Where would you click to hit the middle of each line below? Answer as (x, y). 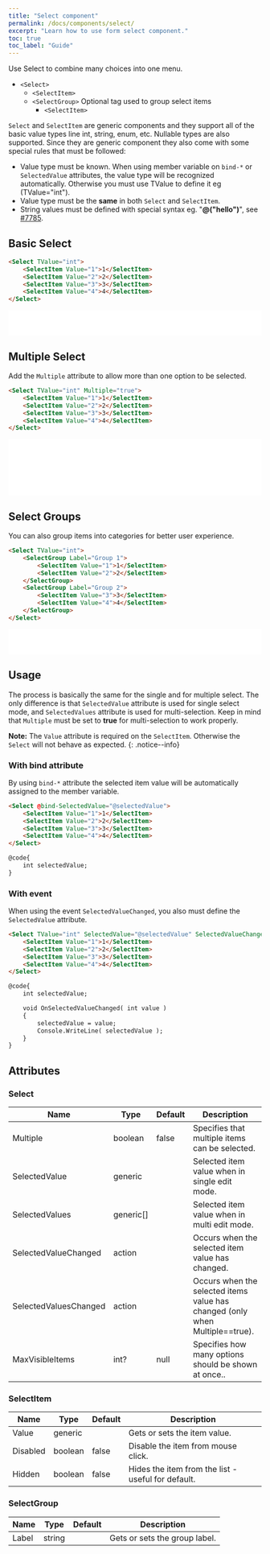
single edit (212, 1181)
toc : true (25, 38)
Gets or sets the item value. (180, 1433)
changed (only (220, 1311)
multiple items (219, 1138)
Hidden (26, 1474)
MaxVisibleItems (43, 1359)
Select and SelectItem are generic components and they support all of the (131, 126)
